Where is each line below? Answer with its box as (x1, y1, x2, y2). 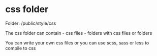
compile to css (5, 45, 36, 51)
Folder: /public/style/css (5, 20, 56, 26)
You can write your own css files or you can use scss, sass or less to (5, 39, 149, 46)
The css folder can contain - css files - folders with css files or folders (5, 30, 152, 36)
